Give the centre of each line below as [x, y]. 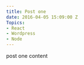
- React [16, 28]
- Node [14, 39]
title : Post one [26, 12]
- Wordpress [21, 34]
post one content [27, 56]
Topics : [16, 22]
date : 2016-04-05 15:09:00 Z [42, 17]
